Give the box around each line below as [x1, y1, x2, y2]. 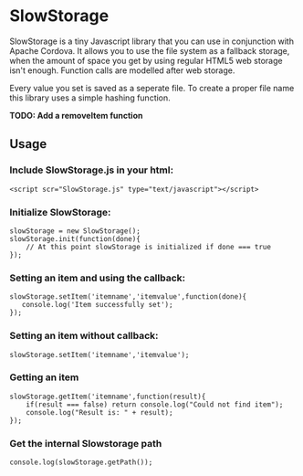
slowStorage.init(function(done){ [9, 234, 141, 243]
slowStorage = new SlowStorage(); [9, 226, 141, 236]
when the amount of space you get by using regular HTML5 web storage [9, 55, 283, 66]
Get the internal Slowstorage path [9, 437, 162, 450]
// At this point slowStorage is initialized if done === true [26, 242, 272, 251]
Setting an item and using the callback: [9, 271, 186, 284]
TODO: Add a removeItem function [9, 110, 143, 121]
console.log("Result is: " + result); [26, 407, 173, 417]
